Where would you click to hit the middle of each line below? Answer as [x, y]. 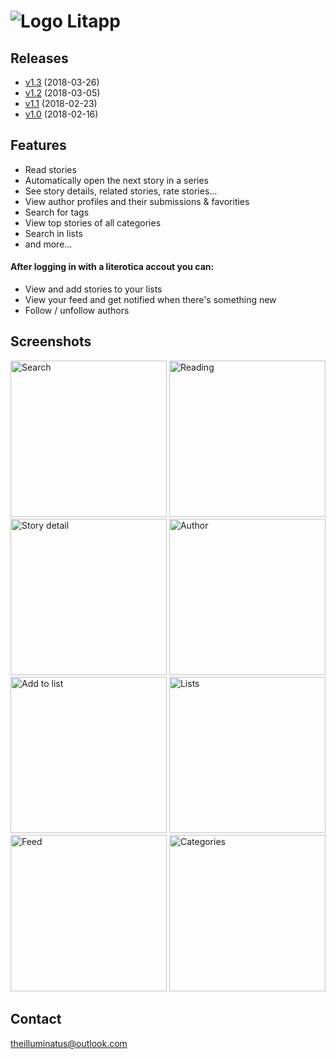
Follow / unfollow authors [77, 311]
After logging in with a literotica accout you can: [112, 267]
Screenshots [51, 341]
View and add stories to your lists [93, 289]
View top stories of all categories [93, 222]
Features [38, 145]
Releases [39, 58]
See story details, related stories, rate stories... [121, 191]
